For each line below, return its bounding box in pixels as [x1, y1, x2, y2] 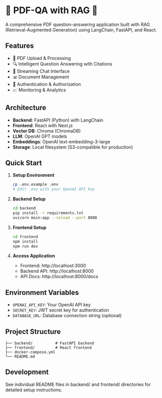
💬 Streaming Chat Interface [12, 68, 70, 74]
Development [5, 368, 49, 377]
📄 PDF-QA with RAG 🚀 [5, 5, 98, 16]
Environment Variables [5, 288, 79, 297]
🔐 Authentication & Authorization [12, 81, 81, 87]
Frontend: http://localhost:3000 [20, 263, 86, 269]
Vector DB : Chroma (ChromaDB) [12, 128, 81, 134]
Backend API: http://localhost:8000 [20, 268, 94, 274]
